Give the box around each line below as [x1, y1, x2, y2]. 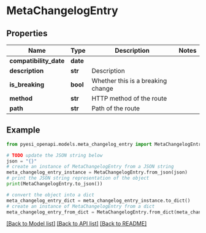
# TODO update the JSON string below [6, 152, 103, 158]
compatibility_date [9, 56, 65, 65]
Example [6, 125, 40, 136]
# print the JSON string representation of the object [6, 175, 150, 181]
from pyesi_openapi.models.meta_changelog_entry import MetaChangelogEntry [6, 141, 204, 147]
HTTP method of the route [91, 94, 167, 102]
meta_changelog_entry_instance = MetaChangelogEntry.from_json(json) [6, 169, 188, 175]
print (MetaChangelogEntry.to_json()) [6, 181, 103, 187]
